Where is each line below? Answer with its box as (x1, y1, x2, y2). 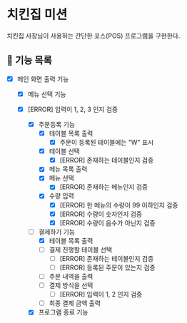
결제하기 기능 (38, 227, 76, 236)
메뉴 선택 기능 (27, 90, 66, 98)
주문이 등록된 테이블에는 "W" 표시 (59, 138, 154, 147)
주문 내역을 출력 (49, 272, 93, 280)
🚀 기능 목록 (6, 54, 53, 66)
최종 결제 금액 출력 (49, 299, 101, 307)
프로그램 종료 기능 (38, 308, 89, 317)
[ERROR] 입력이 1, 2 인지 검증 (59, 290, 143, 299)
